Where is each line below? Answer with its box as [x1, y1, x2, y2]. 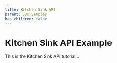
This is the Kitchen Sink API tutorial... [5, 53, 80, 59]
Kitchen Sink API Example [5, 37, 113, 48]
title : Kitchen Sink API [5, 7, 56, 12]
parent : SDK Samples [5, 12, 47, 17]
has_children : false [5, 16, 47, 21]
